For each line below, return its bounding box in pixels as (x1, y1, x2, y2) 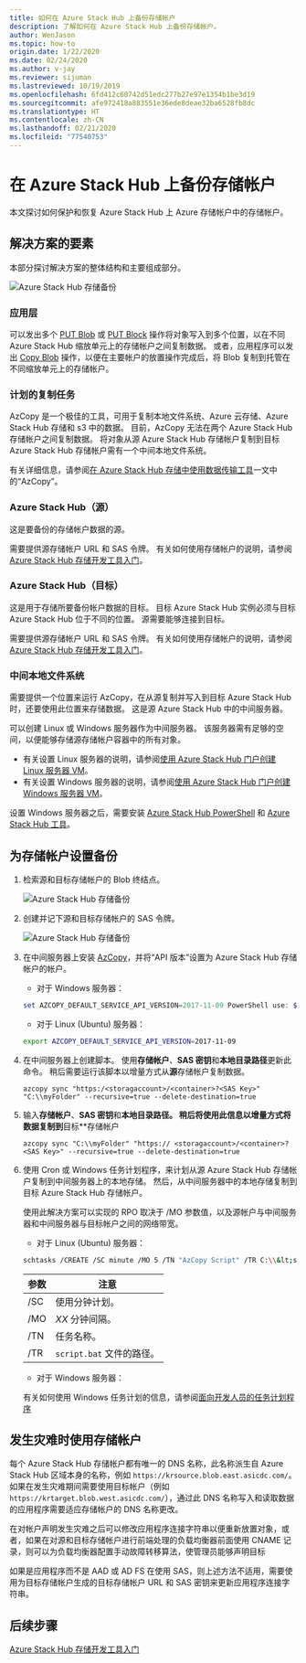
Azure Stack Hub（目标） (9, 580, 124, 592)
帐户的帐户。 (22, 963, 71, 974)
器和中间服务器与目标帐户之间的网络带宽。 (22, 1218, 184, 1229)
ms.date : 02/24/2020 (9, 56, 89, 65)
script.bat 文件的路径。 (55, 1347, 160, 1359)
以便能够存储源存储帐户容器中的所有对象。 (25, 734, 185, 745)
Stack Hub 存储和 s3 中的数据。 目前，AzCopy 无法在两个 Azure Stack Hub (9, 422, 293, 433)
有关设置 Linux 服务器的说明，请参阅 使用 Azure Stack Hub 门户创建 (22, 753, 277, 764)
